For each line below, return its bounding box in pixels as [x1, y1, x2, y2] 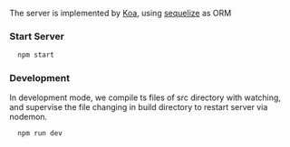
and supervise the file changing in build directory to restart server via [9, 102, 268, 113]
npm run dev [17, 129, 63, 138]
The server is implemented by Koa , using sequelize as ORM [9, 8, 232, 18]
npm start [17, 51, 54, 60]
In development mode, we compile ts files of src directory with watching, [9, 92, 281, 103]
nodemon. [9, 112, 48, 123]
